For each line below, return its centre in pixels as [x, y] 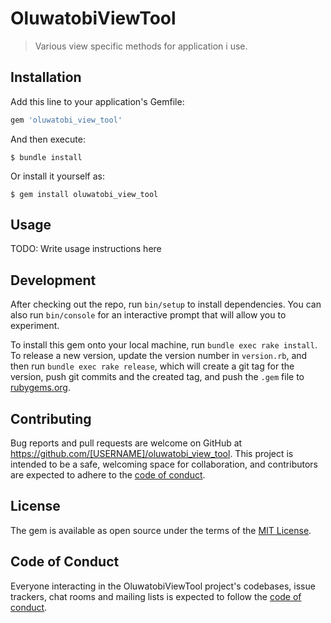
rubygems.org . [40, 388]
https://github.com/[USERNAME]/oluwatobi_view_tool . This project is [152, 454]
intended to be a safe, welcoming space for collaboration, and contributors [164, 464]
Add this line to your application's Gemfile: [97, 101]
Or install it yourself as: [57, 176]
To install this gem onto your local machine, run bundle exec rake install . [164, 345]
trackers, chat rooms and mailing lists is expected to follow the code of [156, 596]
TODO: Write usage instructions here [86, 249]
